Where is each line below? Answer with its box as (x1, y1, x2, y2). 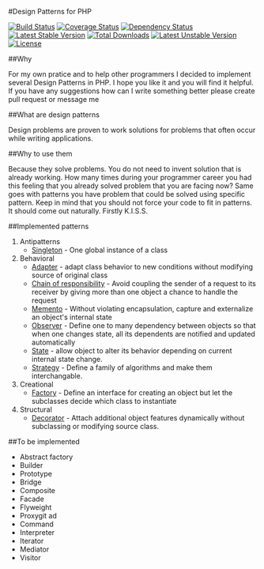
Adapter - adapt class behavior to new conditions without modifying (31, 262, 254, 271)
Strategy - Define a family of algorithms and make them (31, 363, 213, 372)
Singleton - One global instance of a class (31, 245, 168, 254)
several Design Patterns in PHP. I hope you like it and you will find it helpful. (8, 78, 255, 87)
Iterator (19, 537, 44, 545)
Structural (19, 405, 53, 414)
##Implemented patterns (8, 221, 89, 231)
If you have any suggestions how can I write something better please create (8, 86, 255, 96)
